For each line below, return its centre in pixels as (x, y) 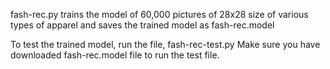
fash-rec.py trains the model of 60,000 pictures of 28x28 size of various (159, 14)
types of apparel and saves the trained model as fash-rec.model (142, 25)
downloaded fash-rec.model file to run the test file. (115, 55)
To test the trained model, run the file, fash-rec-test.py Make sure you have (165, 44)
